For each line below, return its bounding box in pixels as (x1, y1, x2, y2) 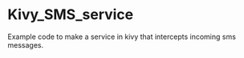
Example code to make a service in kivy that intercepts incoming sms (7, 32, 236, 41)
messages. (7, 40, 44, 49)
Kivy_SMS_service (7, 6, 134, 24)
